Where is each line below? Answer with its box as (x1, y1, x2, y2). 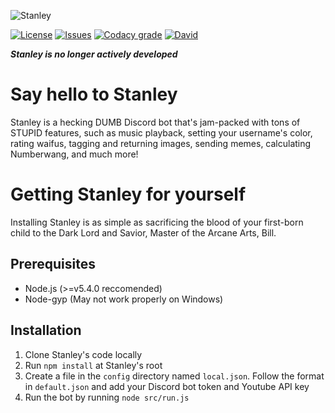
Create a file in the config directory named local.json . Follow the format (24, 370, 325, 382)
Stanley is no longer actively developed (10, 48, 178, 60)
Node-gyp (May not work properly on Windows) (24, 293, 224, 305)
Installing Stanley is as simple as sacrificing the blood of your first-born (10, 216, 304, 228)
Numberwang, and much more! (10, 148, 139, 160)
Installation (10, 322, 82, 339)
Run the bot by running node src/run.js (24, 391, 190, 403)
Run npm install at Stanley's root (24, 359, 163, 371)
